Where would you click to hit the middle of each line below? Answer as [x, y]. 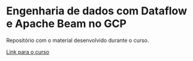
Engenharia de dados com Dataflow [97, 11]
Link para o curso [28, 51]
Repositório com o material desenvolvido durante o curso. [78, 40]
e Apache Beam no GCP [67, 24]
